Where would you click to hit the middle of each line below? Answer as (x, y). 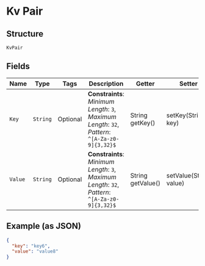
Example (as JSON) (44, 226)
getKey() (143, 123)
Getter (145, 84)
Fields (18, 66)
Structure (25, 34)
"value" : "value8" (35, 251)
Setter (189, 84)
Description (106, 84)
